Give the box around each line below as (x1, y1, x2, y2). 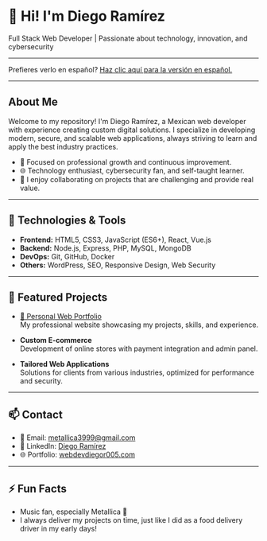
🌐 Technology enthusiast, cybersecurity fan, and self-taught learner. (19, 165, 245, 175)
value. (19, 183, 41, 193)
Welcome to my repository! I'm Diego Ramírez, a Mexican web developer (8, 116, 246, 126)
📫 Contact (8, 407, 64, 421)
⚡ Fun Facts (8, 481, 68, 496)
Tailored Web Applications (19, 360, 110, 369)
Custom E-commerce (19, 336, 93, 345)
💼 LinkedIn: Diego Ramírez (19, 442, 106, 451)
